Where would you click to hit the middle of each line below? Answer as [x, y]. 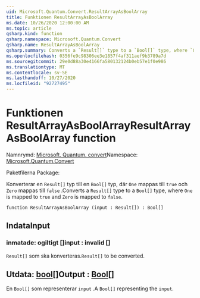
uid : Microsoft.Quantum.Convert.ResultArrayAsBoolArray [77, 12]
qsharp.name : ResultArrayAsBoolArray [53, 45]
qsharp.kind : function [34, 34]
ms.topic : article [29, 28]
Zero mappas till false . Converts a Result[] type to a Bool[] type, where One [99, 190]
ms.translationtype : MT [36, 67]
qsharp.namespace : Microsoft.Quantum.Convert [63, 39]
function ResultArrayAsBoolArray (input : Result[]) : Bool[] [85, 208]
